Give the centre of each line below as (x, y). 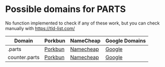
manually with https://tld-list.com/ (40, 28)
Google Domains (126, 40)
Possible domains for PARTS (66, 9)
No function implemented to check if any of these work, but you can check (82, 23)
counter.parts (24, 57)
